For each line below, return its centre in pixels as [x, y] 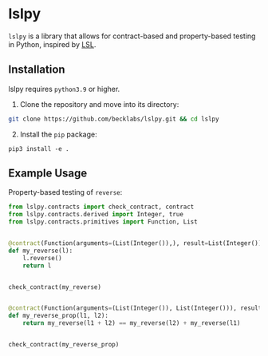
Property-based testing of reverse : [65, 192]
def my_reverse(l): [41, 251]
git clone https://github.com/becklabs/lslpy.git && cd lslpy [114, 119]
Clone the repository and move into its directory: [99, 104]
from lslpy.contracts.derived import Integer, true [96, 215]
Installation [37, 70]
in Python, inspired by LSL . [52, 44]
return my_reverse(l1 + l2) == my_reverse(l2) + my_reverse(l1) [132, 323]
